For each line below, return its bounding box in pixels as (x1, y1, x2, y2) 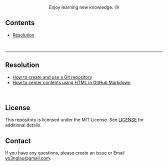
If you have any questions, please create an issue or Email (5, 150, 125, 156)
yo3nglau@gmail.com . (5, 155, 51, 161)
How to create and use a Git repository (12, 74, 92, 80)
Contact (5, 136, 31, 145)
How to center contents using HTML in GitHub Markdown (12, 79, 131, 85)
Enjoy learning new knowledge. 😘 (48, 4, 119, 10)
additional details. (5, 122, 41, 128)
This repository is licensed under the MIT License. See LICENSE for (5, 117, 144, 123)
